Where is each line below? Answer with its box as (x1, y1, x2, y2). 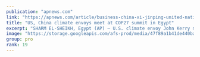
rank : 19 (6, 42, 28, 48)
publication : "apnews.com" (6, 8, 73, 15)
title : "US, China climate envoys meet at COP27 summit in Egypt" (6, 20, 174, 26)
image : (6, 31, 23, 37)
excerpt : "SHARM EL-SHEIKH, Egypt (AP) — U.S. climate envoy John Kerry (6, 25, 190, 31)
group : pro (6, 36, 33, 42)
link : (6, 14, 20, 20)
